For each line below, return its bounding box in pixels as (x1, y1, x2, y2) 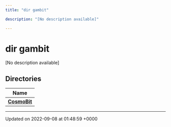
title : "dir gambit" (5, 7, 49, 13)
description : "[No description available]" (5, 16, 99, 22)
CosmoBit (8, 98, 32, 105)
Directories (5, 74, 42, 83)
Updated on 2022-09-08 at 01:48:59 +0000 (5, 116, 98, 122)
